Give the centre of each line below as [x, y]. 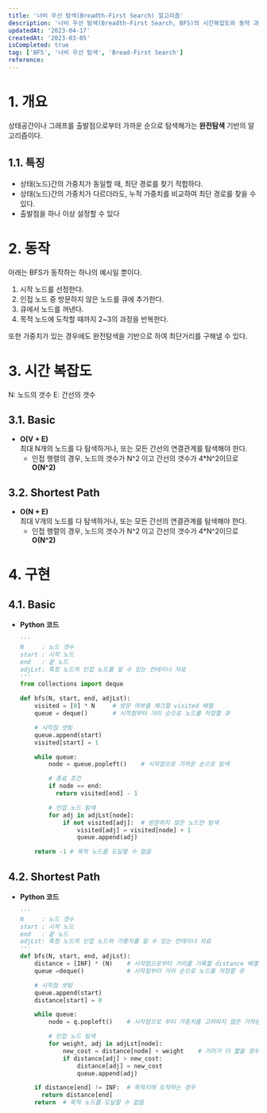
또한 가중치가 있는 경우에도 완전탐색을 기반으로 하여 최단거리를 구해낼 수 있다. [128, 336]
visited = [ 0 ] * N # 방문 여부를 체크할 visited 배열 [124, 706]
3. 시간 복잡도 [50, 371]
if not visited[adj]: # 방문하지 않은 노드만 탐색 [141, 822]
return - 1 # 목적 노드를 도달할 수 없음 [93, 852]
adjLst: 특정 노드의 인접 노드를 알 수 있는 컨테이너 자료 [103, 670]
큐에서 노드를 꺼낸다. [52, 309]
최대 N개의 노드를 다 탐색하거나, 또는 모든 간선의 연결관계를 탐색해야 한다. [133, 449]
